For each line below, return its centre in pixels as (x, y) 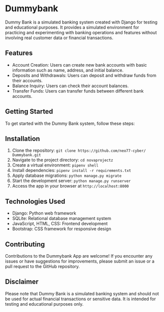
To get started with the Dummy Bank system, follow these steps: (70, 123)
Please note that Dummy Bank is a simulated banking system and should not (82, 293)
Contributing (25, 244)
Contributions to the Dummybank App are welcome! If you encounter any (79, 256)
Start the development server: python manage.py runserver (71, 181)
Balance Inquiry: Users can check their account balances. (70, 86)
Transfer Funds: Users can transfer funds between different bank (78, 91)
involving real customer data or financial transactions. (59, 38)
